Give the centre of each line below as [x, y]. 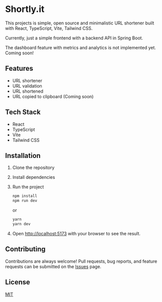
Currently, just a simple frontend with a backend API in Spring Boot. [74, 38]
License [18, 282]
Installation [23, 155]
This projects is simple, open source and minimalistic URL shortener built [80, 23]
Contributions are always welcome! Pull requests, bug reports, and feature [81, 261]
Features [19, 69]
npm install [25, 196]
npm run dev [25, 201]
